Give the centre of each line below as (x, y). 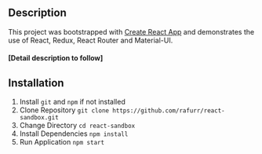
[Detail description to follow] (56, 58)
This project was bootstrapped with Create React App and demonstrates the (131, 31)
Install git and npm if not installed (72, 102)
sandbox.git (39, 118)
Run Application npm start (62, 142)
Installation (36, 83)
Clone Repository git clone (64, 110)
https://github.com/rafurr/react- (169, 111)
